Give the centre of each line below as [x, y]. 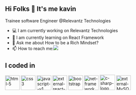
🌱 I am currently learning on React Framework [58, 38]
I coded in [20, 66]
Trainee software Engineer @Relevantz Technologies [58, 20]
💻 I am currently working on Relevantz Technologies [65, 30]
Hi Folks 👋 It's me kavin [41, 9]
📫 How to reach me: [33, 48]
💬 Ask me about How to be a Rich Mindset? [55, 42]
